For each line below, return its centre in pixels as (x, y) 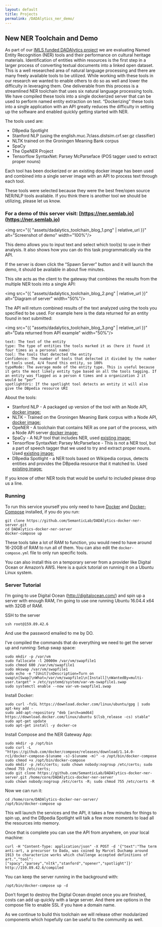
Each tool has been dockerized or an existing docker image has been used (79, 171)
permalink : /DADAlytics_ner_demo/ (40, 18)
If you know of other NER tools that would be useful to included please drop (81, 478)
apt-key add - (19, 709)
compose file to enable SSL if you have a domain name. (60, 905)
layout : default (21, 9)
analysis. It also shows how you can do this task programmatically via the (78, 250)
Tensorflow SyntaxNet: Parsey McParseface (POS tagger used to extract (84, 156)
